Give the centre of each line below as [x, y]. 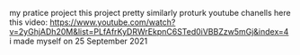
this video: [28, 22]
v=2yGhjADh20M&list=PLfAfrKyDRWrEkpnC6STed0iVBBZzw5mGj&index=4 [149, 31]
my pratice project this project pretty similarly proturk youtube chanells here [150, 13]
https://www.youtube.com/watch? [112, 22]
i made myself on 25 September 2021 [79, 41]
